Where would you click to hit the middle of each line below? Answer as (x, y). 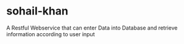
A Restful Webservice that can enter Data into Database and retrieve (92, 28)
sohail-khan (37, 11)
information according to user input (51, 34)
